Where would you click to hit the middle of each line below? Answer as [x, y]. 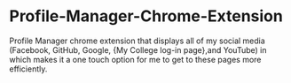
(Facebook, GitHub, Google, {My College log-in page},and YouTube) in [138, 49]
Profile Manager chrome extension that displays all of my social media [138, 41]
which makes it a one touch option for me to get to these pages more [135, 59]
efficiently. [28, 69]
